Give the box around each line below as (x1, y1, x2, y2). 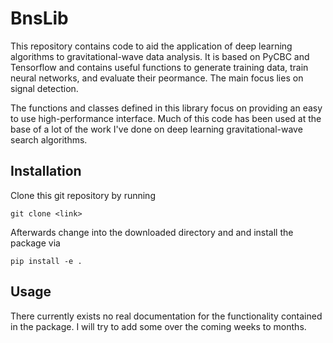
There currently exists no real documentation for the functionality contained (10, 310, 323, 322)
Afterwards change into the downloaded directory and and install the (10, 226, 294, 238)
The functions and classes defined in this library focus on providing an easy (10, 102, 323, 114)
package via (10, 237, 61, 249)
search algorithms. (10, 133, 88, 146)
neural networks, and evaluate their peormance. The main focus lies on (10, 72, 304, 84)
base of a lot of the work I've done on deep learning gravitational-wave (10, 123, 303, 135)
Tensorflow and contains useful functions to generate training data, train (10, 61, 309, 73)
